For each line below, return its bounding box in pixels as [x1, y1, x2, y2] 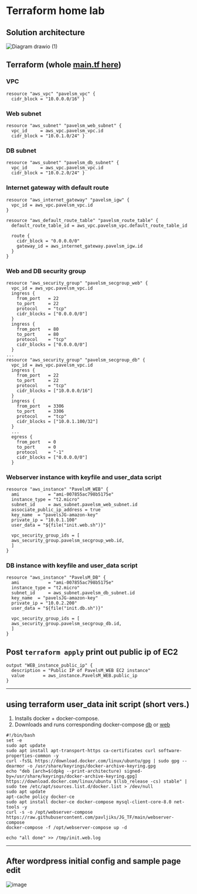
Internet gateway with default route [6, 183, 109, 192]
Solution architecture [6, 28, 85, 37]
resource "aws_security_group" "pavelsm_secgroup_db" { [6, 357, 145, 363]
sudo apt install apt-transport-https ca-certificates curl [6, 748, 157, 754]
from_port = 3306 [16, 403, 64, 409]
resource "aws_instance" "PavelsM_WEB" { [6, 486, 109, 493]
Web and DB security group [6, 267, 86, 275]
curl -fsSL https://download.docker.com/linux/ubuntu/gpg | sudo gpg [6, 758, 180, 764]
